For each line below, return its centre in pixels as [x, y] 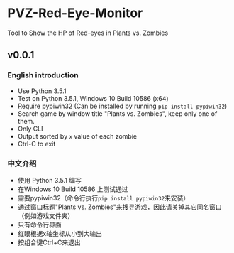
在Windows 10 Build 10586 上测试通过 [73, 189]
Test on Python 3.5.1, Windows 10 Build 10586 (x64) [93, 98]
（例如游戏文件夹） [46, 215]
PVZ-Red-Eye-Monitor [75, 13]
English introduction [43, 75]
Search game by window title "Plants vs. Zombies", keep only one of [117, 113]
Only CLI [30, 129]
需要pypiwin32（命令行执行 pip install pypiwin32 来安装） [104, 198]
